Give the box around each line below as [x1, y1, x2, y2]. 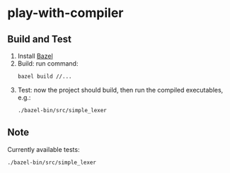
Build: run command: [17, 59, 79, 68]
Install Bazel [17, 52, 53, 60]
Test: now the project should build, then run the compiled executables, [17, 85, 224, 94]
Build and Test [7, 33, 72, 45]
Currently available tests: [7, 145, 80, 153]
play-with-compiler [7, 5, 124, 21]
